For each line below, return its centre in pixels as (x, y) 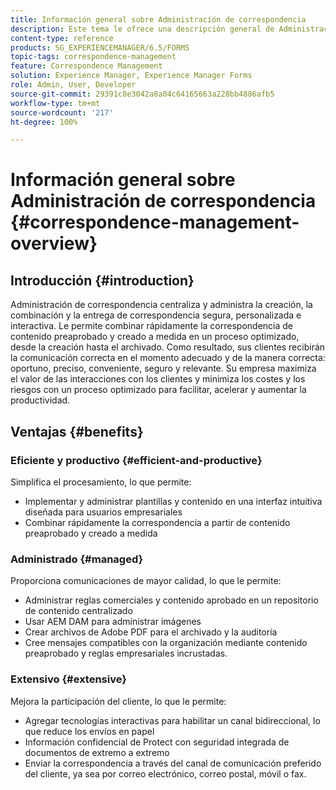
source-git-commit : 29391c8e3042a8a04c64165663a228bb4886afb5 (142, 94)
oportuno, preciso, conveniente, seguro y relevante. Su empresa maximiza (163, 368)
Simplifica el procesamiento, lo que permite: (101, 482)
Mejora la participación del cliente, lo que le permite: (118, 701)
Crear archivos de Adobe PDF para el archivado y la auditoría (151, 632)
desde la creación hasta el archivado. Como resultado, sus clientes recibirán (168, 347)
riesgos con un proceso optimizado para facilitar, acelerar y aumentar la (158, 390)
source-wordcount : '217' (62, 112)
